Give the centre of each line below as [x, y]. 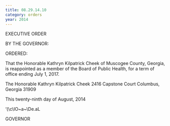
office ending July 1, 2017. [32, 74]
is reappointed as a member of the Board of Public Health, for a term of [80, 69]
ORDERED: [17, 53]
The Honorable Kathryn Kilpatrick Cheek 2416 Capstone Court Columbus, [82, 84]
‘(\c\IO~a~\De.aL [23, 109]
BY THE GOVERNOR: [27, 44]
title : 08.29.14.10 [26, 10]
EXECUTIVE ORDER [26, 34]
